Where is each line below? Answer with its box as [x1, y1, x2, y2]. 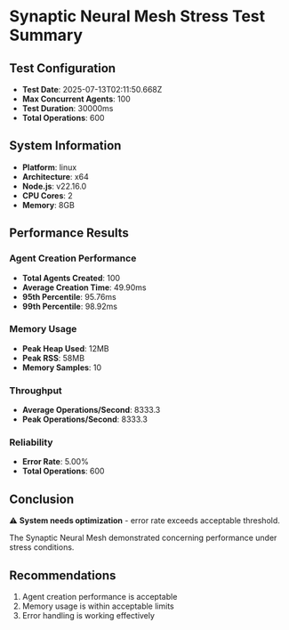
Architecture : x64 [21, 171, 89, 182]
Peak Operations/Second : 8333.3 [21, 414, 149, 424]
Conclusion [9, 491, 75, 506]
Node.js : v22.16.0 [21, 181, 87, 191]
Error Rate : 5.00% [21, 456, 89, 467]
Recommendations [9, 568, 116, 583]
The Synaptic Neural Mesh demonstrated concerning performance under [9, 532, 277, 544]
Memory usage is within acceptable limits [21, 601, 175, 611]
